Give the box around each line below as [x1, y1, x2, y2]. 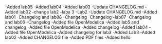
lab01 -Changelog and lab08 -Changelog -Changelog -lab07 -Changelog [5, 14, 151, 20]
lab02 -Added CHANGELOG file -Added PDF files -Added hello [5, 34, 131, 40]
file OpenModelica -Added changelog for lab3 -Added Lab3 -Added [19, 30, 156, 35]
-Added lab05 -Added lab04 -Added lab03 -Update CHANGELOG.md [5, 4, 144, 10]
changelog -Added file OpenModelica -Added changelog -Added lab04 [5, 24, 148, 30]
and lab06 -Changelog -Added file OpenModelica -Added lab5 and [5, 19, 139, 25]
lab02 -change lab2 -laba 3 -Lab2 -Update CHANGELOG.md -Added [19, 9, 157, 15]
